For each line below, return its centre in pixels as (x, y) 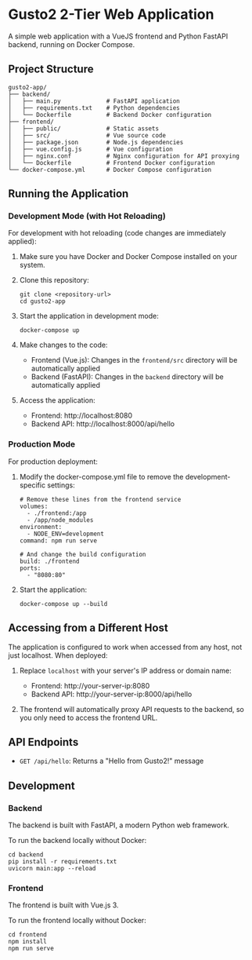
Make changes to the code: (63, 345)
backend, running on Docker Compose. (72, 44)
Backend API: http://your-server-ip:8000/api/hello (112, 694)
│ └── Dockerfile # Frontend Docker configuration (112, 162)
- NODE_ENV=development (65, 534)
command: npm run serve (58, 540)
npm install (27, 942)
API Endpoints (43, 742)
